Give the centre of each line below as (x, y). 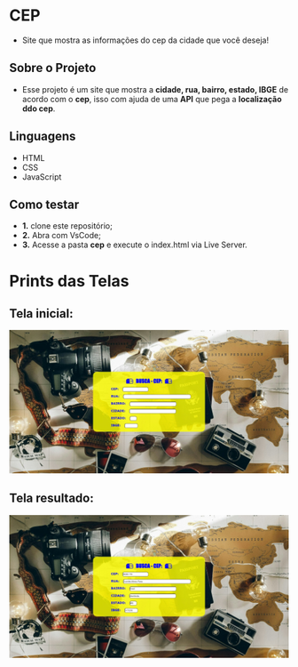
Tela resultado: (52, 498)
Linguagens (43, 137)
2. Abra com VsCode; (62, 236)
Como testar (44, 204)
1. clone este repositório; (67, 226)
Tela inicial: (41, 313)
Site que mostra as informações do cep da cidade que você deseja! (145, 40)
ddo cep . (39, 108)
